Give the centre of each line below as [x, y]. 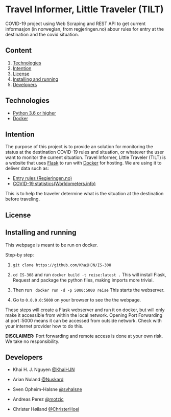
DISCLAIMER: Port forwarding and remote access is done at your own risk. [84, 336]
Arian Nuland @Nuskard [38, 380]
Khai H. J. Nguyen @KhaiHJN [44, 369]
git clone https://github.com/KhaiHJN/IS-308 [62, 265]
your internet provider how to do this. [44, 326]
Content [19, 50]
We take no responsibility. [32, 341]
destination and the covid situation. [42, 34]
